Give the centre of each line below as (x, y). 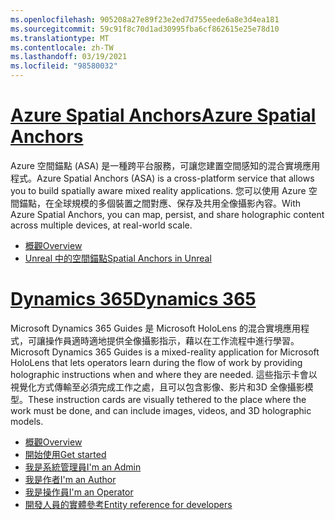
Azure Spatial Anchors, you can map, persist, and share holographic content (167, 214)
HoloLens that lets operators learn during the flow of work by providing (156, 362)
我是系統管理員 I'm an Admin (83, 467)
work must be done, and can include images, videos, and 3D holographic (161, 410)
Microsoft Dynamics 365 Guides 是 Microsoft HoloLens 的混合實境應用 (155, 328)
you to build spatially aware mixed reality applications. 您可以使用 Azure (158, 190)
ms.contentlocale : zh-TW (62, 47)
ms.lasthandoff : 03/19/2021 (69, 57)
